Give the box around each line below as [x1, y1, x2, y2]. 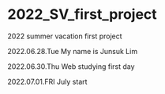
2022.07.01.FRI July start [7, 77, 88, 86]
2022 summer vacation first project [7, 31, 123, 41]
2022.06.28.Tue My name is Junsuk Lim [7, 46, 138, 56]
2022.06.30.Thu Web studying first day [7, 61, 135, 71]
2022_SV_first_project [7, 5, 157, 23]
